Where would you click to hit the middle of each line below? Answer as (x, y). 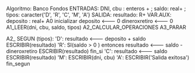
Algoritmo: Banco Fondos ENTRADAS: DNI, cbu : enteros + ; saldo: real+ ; (96, 9)
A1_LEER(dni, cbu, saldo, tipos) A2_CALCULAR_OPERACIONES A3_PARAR (96, 27)
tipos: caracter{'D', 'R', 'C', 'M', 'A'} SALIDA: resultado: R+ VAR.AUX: (89, 15)
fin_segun (18, 64)
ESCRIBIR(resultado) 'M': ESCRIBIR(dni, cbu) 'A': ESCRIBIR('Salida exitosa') (98, 57)
